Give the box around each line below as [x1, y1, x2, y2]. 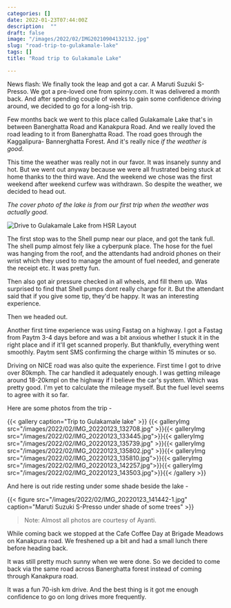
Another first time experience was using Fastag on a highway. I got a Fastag [7, 325, 223, 334]
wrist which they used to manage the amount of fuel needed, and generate [7, 256, 220, 265]
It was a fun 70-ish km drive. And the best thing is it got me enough [7, 585, 199, 594]
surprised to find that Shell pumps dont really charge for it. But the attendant [7, 284, 224, 293]
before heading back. [7, 544, 68, 552]
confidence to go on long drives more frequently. [7, 592, 147, 600]
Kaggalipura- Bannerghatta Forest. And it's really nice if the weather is [7, 137, 207, 145]
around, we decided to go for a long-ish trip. [7, 101, 133, 110]
